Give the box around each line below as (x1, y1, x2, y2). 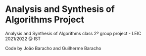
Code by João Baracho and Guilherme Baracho (5, 45, 101, 51)
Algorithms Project (5, 14, 85, 25)
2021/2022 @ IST (5, 36, 41, 42)
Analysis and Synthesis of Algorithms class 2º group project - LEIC (5, 30, 142, 36)
